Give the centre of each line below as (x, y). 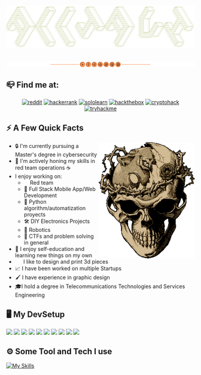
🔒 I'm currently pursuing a (47, 146)
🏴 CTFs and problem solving (59, 236)
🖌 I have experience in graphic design (63, 277)
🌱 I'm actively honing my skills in (55, 161)
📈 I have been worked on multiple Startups (68, 268)
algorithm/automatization (55, 208)
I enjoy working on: (38, 176)
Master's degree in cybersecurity (56, 155)
